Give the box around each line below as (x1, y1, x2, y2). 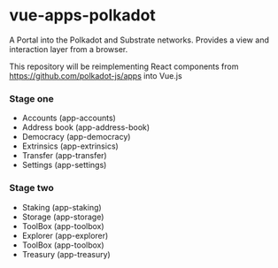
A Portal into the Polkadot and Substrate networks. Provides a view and (9, 34, 270, 45)
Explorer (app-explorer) (21, 230, 109, 241)
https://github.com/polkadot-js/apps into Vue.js (9, 70, 183, 80)
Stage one (9, 92, 55, 104)
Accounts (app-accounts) (21, 112, 117, 124)
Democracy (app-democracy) (21, 132, 131, 142)
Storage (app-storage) (21, 211, 104, 222)
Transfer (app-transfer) (21, 150, 108, 161)
